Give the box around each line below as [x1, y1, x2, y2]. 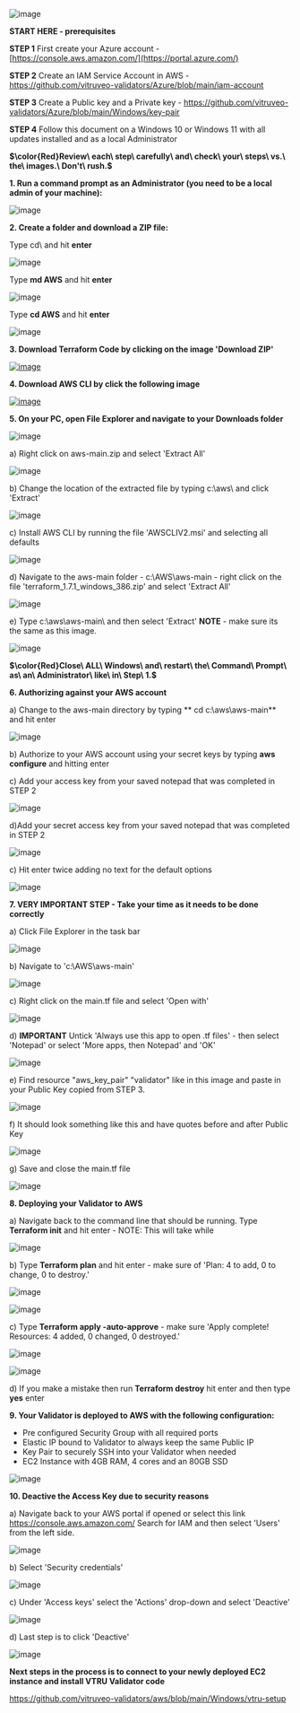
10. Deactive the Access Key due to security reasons [9, 1490, 210, 1501]
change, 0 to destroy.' [9, 1270, 90, 1280]
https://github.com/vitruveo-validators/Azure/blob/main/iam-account [9, 80, 264, 90]
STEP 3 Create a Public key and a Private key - [9, 97, 182, 108]
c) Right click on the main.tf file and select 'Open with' [9, 996, 209, 1006]
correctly [9, 909, 45, 919]
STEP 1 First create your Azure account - [9, 43, 159, 54]
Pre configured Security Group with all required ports [21, 1428, 219, 1438]
